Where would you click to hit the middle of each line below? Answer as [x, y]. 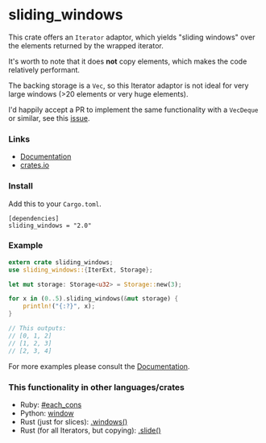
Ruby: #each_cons [51, 404]
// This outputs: [37, 329]
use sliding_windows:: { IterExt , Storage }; [81, 270]
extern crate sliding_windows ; [61, 262]
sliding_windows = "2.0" [50, 226]
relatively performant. [44, 69]
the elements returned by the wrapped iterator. [86, 45]
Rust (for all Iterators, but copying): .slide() [90, 430]
